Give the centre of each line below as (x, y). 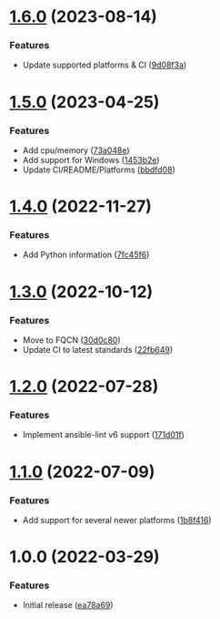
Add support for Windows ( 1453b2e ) (91, 160)
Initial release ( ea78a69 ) (68, 605)
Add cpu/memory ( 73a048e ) (76, 150)
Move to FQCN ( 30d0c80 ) (71, 340)
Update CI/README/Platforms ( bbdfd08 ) (99, 170)
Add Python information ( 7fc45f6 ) (86, 255)
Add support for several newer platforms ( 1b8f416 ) (117, 520)
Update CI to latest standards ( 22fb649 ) (98, 349)
